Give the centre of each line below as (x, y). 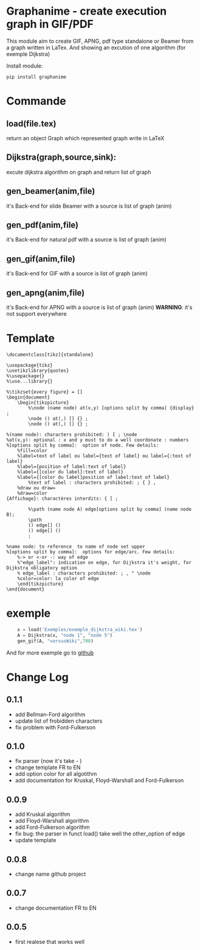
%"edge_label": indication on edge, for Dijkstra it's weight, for (104, 562)
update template (36, 840)
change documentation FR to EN (56, 908)
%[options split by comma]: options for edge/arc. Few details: (91, 552)
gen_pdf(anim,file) (43, 225)
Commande (36, 101)
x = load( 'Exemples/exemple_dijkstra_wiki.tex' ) (80, 629)
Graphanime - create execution (87, 11)
